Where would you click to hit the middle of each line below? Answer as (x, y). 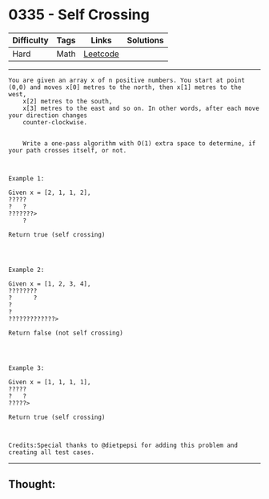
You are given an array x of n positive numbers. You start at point (127, 80)
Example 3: (26, 368)
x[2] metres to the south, (68, 101)
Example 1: (26, 178)
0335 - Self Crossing (79, 15)
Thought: (32, 484)
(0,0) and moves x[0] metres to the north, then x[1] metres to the (125, 87)
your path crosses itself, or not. (68, 150)
